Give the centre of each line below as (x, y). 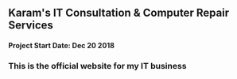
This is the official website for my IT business (97, 66)
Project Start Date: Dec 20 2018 (62, 45)
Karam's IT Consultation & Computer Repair (119, 13)
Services (31, 26)
